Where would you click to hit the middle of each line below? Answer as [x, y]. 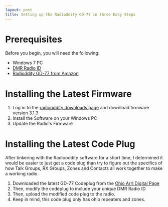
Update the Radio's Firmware [43, 124]
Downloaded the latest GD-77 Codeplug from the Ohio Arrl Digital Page [86, 183]
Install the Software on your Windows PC [55, 118]
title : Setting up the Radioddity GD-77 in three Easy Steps [70, 15]
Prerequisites [34, 39]
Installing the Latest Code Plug [70, 144]
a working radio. [22, 174]
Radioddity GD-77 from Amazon [45, 74]
